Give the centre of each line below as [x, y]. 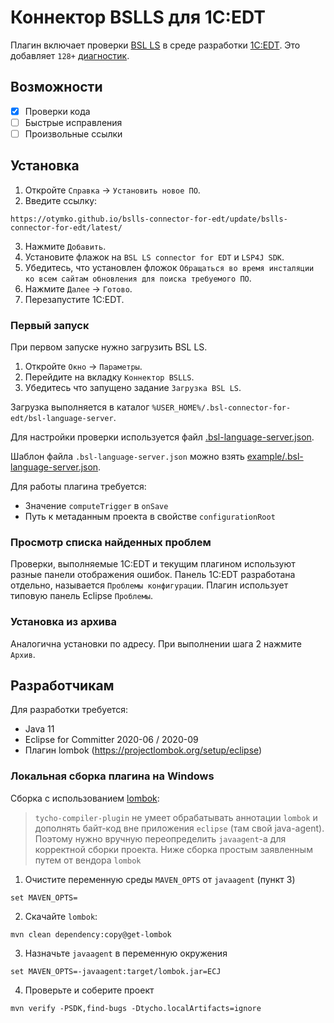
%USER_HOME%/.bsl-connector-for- [221, 408]
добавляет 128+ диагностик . [70, 55]
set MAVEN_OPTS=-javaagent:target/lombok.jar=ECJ [116, 971]
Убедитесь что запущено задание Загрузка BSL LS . [133, 388]
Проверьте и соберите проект [89, 990]
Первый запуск [50, 325]
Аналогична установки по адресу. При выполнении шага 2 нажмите [156, 643]
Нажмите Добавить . [65, 246]
